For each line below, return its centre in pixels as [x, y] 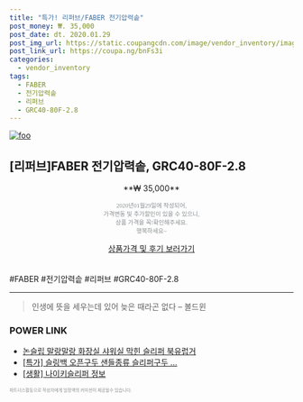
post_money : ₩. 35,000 [52, 26]
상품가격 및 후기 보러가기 [151, 249]
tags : [19, 77]
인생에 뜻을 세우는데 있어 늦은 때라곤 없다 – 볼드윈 [119, 306]
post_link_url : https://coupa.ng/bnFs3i [87, 51]
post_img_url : [36, 43]
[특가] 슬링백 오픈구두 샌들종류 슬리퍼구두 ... [100, 362]
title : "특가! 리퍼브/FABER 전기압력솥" [77, 18]
